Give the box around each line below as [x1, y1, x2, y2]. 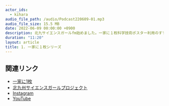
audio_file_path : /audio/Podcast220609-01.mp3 [5, 16, 105, 21]
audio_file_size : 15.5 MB [5, 21, 59, 26]
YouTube [12, 95, 31, 101]
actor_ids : [5, 7, 28, 12]
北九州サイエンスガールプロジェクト [12, 84, 88, 90]
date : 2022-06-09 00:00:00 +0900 [5, 26, 75, 31]
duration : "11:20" [5, 35, 44, 40]
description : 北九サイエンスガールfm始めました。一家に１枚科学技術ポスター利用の [5, 30, 159, 35]
